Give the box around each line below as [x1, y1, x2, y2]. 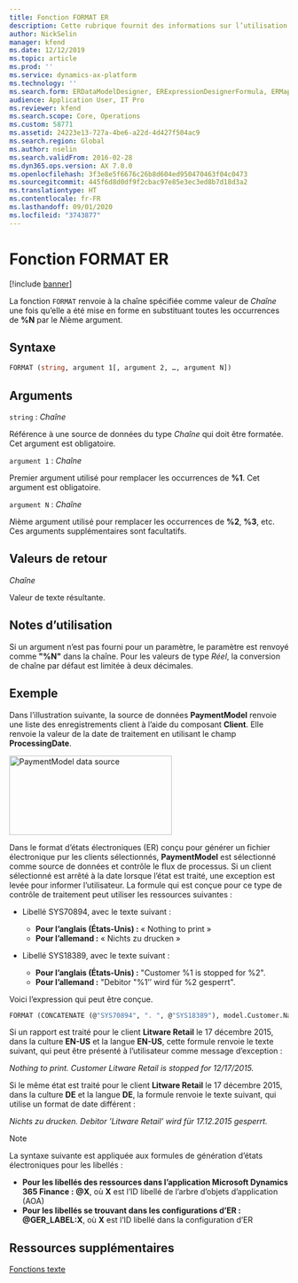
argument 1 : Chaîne [9, 456, 82, 466]
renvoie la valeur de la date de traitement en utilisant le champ [9, 728, 237, 739]
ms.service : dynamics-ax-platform [9, 71, 137, 80]
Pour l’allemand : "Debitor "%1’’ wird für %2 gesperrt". [35, 976, 236, 987]
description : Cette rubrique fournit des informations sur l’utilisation [9, 21, 288, 30]
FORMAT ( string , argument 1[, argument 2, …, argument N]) [9, 364, 232, 372]
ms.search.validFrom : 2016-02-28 [9, 153, 133, 162]
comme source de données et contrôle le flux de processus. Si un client [9, 861, 272, 872]
